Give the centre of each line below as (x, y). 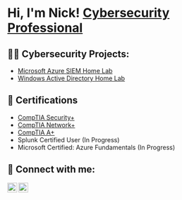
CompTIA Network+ (46, 125)
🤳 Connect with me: (51, 169)
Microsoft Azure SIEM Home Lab (65, 71)
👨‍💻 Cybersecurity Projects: (68, 54)
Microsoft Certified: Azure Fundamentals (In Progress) (96, 147)
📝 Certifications (43, 100)
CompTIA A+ (36, 132)
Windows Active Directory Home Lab (71, 78)
